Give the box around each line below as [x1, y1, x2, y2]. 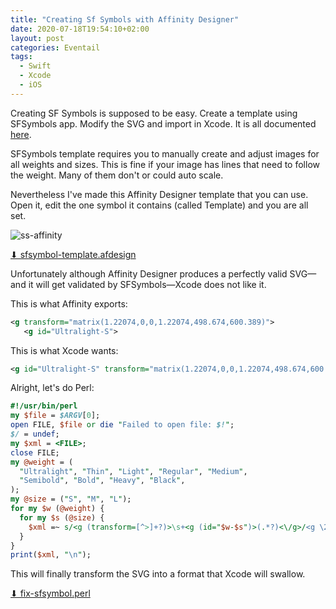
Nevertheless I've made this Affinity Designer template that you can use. [10, 188, 309, 200]
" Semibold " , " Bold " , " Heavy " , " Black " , [19, 476, 186, 486]
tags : [10, 52, 33, 62]
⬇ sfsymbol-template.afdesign [10, 248, 137, 260]
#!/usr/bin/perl [10, 401, 78, 411]
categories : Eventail [10, 42, 101, 53]
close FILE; [10, 447, 60, 458]
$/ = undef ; [10, 429, 60, 439]
